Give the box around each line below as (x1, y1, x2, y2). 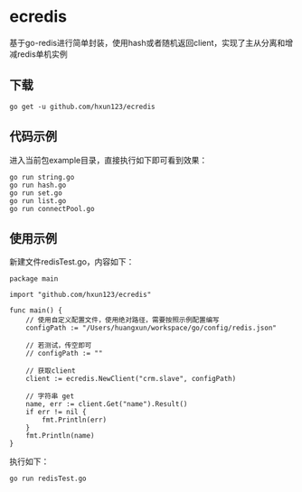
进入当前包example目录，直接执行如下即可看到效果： (9, 154, 208, 165)
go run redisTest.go (9, 474, 88, 484)
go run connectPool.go (9, 204, 95, 213)
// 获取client (25, 367, 76, 376)
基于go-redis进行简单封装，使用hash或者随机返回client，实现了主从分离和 (9, 37, 286, 48)
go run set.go (9, 188, 63, 198)
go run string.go (9, 172, 75, 181)
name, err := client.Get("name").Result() (25, 400, 188, 409)
